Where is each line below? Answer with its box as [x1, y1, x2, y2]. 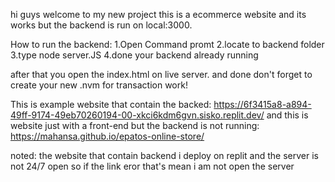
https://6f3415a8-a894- [213, 99, 312, 110]
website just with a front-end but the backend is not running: [10, 120, 260, 131]
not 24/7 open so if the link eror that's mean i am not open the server [10, 160, 295, 172]
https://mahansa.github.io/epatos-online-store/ [10, 130, 205, 142]
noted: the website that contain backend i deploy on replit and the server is [10, 150, 319, 161]
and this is [266, 109, 309, 121]
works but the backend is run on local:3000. [10, 19, 193, 31]
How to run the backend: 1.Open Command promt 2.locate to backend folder [10, 39, 325, 50]
